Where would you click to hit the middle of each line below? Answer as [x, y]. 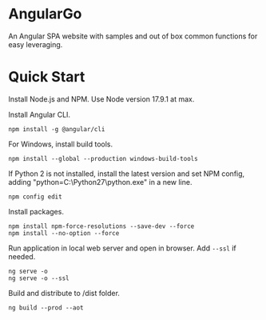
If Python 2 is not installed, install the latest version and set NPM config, [127, 174]
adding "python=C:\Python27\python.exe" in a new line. [100, 182]
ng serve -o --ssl [39, 278]
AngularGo [45, 14]
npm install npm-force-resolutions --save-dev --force [101, 226]
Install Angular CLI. [39, 114]
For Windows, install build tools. [61, 144]
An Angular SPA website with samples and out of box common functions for [133, 36]
